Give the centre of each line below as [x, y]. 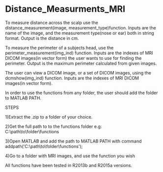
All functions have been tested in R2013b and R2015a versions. [69, 165]
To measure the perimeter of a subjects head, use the [59, 48]
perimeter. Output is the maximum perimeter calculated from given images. [81, 63]
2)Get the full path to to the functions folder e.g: [54, 126]
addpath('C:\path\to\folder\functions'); [44, 146]
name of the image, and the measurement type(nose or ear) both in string [80, 33]
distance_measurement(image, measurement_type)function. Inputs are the [81, 27]
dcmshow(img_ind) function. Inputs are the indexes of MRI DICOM [72, 78]
